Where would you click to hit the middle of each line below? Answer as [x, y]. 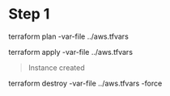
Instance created [56, 67]
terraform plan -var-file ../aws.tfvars [69, 36]
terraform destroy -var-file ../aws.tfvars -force [85, 83]
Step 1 [29, 14]
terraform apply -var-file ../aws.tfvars [71, 52]
